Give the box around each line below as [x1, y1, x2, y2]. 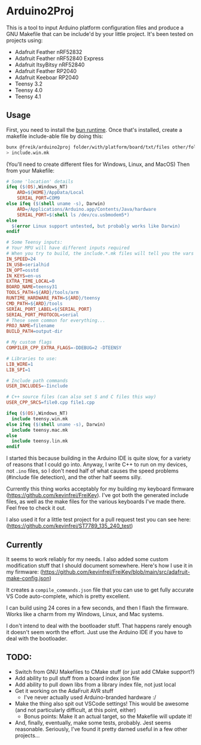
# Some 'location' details [6, 178, 74, 184]
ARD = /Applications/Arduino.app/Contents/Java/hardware [17, 206, 157, 212]
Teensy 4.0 [14, 86, 43, 93]
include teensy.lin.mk [11, 438, 68, 444]
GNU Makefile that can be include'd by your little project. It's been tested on [6, 30, 193, 37]
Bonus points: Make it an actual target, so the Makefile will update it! [23, 713, 193, 720]
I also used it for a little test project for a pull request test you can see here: [6, 516, 191, 523]
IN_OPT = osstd [6, 267, 39, 273]
